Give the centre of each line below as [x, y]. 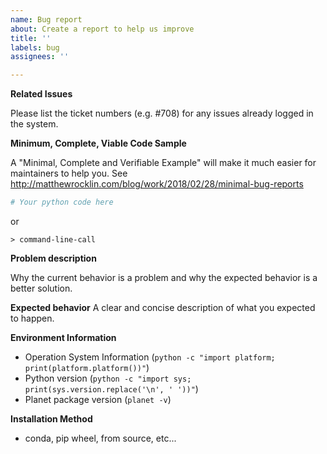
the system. [34, 124]
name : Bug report [46, 19]
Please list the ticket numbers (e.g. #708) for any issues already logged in [162, 113]
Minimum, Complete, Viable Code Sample [98, 143]
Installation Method [51, 419]
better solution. [41, 288]
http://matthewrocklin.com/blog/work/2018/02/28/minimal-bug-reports [157, 184]
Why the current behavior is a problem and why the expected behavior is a [164, 277]
